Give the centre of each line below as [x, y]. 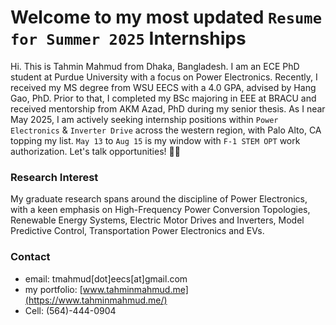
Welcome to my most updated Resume [166, 17]
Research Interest [54, 177]
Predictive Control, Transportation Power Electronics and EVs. [137, 231]
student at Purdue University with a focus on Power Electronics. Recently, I [164, 77]
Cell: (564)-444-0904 [70, 310]
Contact [30, 257]
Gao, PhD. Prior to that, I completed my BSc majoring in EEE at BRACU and [163, 98]
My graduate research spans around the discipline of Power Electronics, [159, 199]
